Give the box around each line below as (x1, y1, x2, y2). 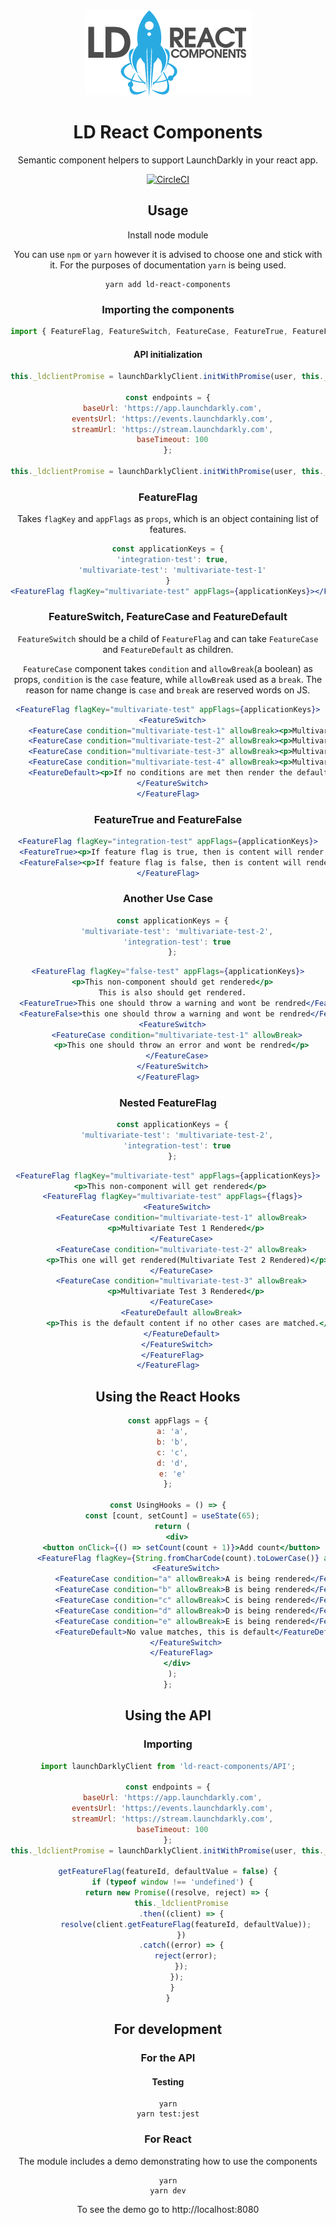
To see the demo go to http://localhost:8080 (76, 2203, 260, 2215)
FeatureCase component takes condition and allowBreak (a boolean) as (23, 662, 313, 674)
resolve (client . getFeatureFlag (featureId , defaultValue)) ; (60, 1919, 312, 1929)
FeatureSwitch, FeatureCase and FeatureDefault (48, 610, 288, 624)
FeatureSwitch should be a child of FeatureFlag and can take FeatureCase (17, 632, 319, 644)
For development (113, 2021, 223, 2038)
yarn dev (149, 2185, 187, 2196)
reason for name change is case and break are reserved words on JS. (25, 684, 311, 696)
